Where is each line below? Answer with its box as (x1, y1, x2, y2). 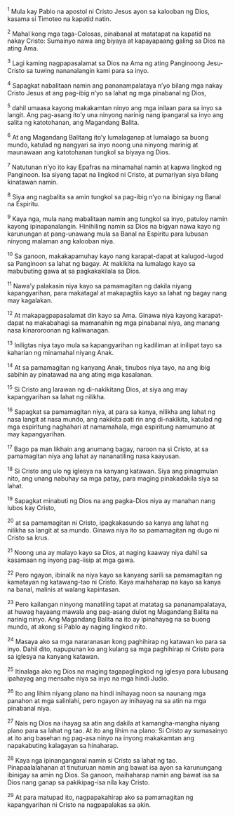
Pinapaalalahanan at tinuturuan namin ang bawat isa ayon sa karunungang (7, 763, 222, 772)
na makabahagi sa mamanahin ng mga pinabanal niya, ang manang (25, 319, 220, 327)
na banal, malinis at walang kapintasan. (7, 585, 121, 594)
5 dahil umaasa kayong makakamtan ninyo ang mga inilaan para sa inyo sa (7, 102, 222, 112)
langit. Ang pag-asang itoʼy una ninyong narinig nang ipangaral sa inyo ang (7, 111, 224, 119)
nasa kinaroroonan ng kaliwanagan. (7, 326, 110, 334)
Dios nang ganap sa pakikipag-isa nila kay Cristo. (7, 778, 150, 787)
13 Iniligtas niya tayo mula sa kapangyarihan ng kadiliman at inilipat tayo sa (7, 340, 222, 349)
